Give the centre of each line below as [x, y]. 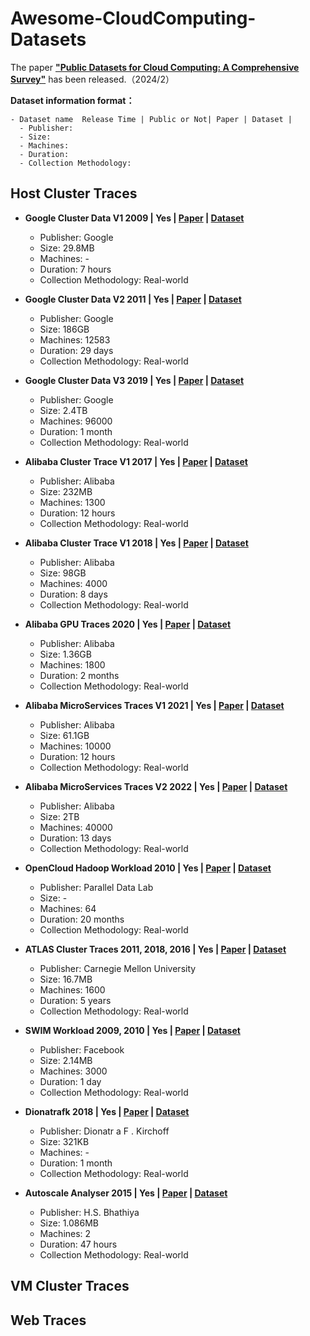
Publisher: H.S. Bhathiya [89, 1212]
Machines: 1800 [72, 664]
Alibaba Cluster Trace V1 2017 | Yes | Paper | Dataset [136, 461]
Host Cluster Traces [74, 193]
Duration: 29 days [76, 350]
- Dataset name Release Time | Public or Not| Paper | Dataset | [151, 119]
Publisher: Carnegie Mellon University [118, 968]
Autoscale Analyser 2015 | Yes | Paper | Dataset [126, 1193]
